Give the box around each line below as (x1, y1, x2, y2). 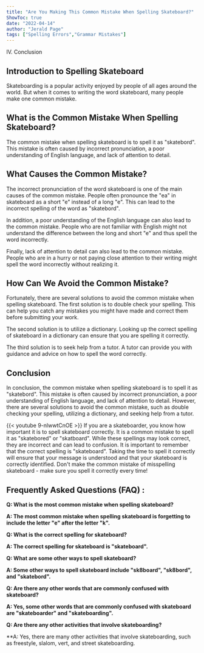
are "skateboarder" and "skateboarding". (6, 610, 114, 616)
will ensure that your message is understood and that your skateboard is (6, 454, 187, 462)
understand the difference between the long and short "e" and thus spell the (6, 229, 197, 236)
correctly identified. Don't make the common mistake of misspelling (6, 461, 175, 468)
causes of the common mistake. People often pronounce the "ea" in (6, 191, 176, 199)
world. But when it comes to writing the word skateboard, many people (6, 88, 184, 96)
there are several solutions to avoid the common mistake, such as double (6, 403, 189, 411)
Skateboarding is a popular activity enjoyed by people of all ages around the (6, 82, 197, 89)
